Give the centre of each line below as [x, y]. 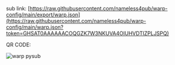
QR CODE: [18, 45]
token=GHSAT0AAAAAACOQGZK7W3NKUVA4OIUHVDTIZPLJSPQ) [87, 33]
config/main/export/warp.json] [43, 15]
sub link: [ [18, 8]
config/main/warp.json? [35, 27]
